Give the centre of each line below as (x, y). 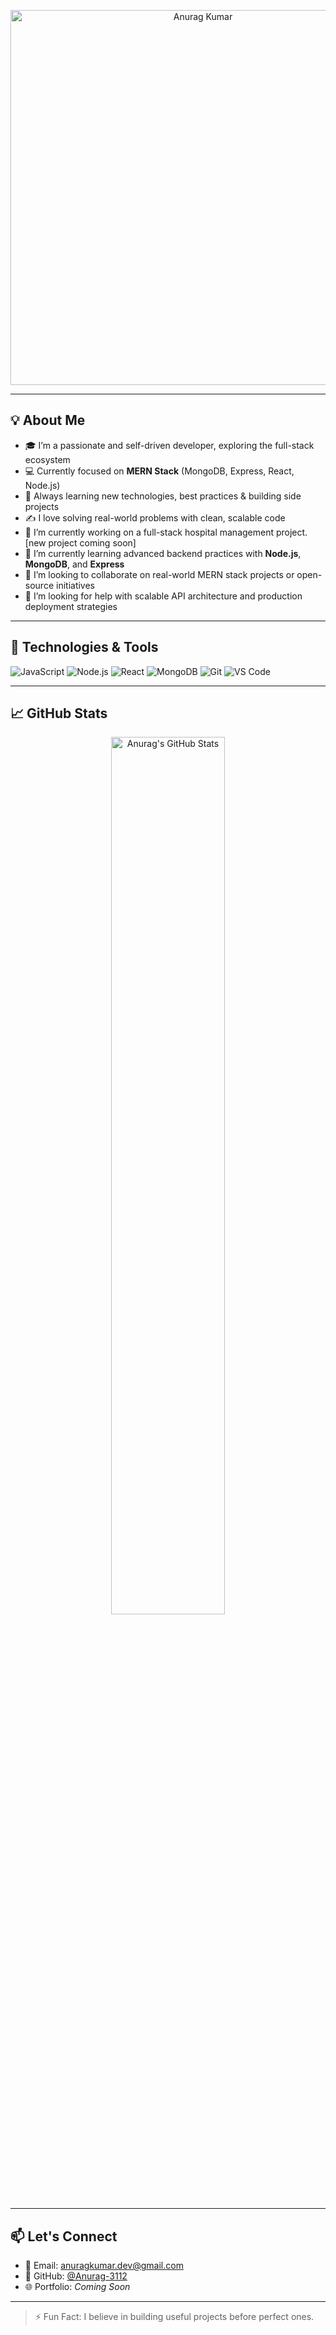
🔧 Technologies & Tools (84, 647)
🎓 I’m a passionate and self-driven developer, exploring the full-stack (169, 445)
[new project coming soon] (80, 542)
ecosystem (47, 459)
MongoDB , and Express (74, 564)
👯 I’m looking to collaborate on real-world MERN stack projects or (159, 574)
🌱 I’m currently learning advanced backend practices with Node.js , (163, 553)
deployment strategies (71, 606)
